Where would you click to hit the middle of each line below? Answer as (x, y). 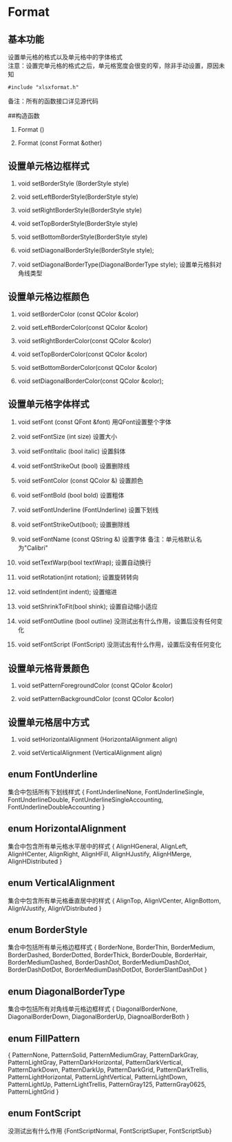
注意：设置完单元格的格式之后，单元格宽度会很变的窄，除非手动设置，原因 (113, 66)
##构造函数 (24, 116)
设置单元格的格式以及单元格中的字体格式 (65, 57)
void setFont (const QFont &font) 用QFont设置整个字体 (94, 422)
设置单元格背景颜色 (49, 668)
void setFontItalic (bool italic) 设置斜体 (72, 451)
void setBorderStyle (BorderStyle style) (73, 183)
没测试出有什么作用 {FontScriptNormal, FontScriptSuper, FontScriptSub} (110, 1131)
